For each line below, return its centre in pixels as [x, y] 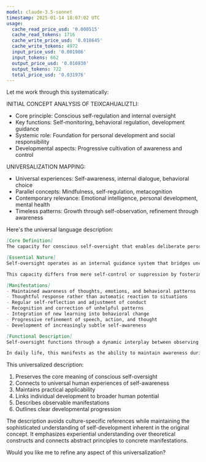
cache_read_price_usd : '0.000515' [56, 29]
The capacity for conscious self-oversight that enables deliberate [96, 247]
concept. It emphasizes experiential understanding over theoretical [91, 434]
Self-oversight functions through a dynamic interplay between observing [103, 342]
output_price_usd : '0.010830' [50, 63]
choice [24, 185]
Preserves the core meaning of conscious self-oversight [86, 377]
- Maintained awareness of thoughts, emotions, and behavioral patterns [101, 291]
